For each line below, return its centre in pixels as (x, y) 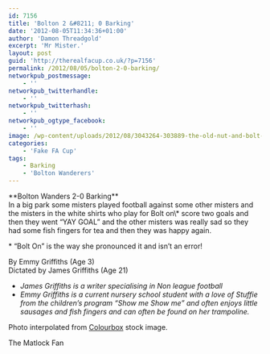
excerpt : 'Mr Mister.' (46, 46)
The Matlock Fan (36, 343)
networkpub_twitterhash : (50, 106)
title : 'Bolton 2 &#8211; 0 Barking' (72, 23)
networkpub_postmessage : (50, 76)
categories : (28, 143)
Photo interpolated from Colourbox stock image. (88, 327)
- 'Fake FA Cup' (50, 151)
